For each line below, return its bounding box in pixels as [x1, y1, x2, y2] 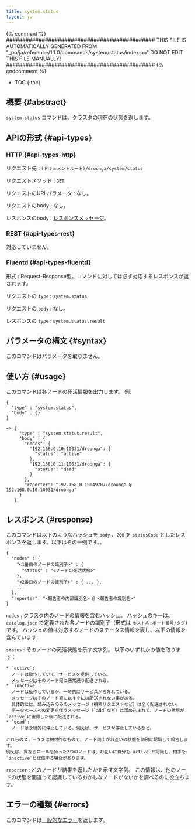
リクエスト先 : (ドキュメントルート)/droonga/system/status [6, 165, 143, 172]
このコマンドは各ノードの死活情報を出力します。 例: [6, 388, 131, 395]
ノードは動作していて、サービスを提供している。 [11, 671, 111, 677]
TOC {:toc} [14, 79, 41, 86]
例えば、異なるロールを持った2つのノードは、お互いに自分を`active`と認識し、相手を [6, 749, 186, 755]
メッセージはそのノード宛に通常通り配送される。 [11, 678, 112, 684]
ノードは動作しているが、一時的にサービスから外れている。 [11, 689, 133, 695]
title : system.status [6, 8, 59, 15]
